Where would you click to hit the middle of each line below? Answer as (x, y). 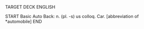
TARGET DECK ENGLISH (30, 7)
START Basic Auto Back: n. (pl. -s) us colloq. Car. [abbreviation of (72, 16)
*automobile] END (24, 22)
